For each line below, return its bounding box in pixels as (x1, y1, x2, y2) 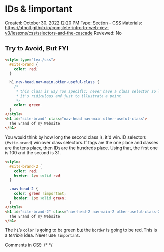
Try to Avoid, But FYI (5, 44, 69, 52)
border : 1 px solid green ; (14, 196, 67, 201)
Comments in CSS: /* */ (5, 242, 53, 248)
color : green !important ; (14, 191, 67, 196)
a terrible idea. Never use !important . (5, 232, 81, 238)
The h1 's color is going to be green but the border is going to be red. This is (5, 227, 157, 233)
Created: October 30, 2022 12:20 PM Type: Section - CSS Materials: (5, 20, 143, 25)
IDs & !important (5, 3, 72, 15)
